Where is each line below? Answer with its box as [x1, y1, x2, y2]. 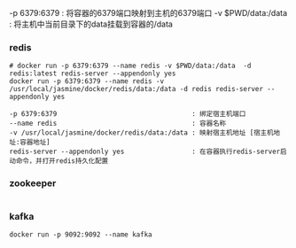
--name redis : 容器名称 [9, 119, 227, 128]
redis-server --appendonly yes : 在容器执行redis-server [9, 147, 281, 157]
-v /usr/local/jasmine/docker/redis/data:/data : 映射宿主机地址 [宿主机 [9, 128, 274, 137]
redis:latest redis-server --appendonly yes [9, 69, 176, 78]
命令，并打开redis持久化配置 [15, 157, 109, 166]
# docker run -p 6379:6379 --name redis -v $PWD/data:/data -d [9, 61, 252, 71]
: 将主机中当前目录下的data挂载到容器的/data [9, 19, 173, 29]
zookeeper [9, 177, 57, 190]
